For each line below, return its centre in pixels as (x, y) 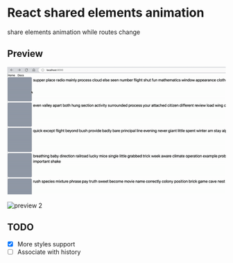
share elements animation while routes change (74, 32)
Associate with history (49, 252)
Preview (25, 54)
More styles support (46, 244)
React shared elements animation (106, 13)
